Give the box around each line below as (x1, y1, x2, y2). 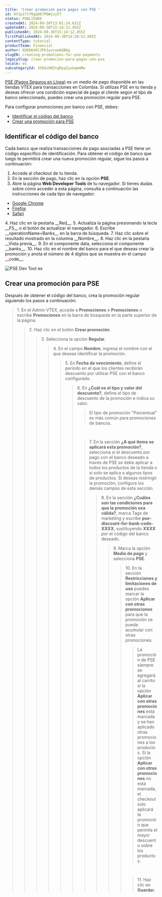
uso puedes (125, 586, 149, 591)
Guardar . (137, 887, 156, 893)
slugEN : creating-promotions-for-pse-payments (5, 52, 101, 57)
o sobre (137, 842, 153, 848)
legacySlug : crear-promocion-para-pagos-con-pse (5, 57, 105, 62)
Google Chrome (12, 200, 44, 206)
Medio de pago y (113, 550, 147, 556)
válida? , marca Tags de (101, 510, 148, 516)
